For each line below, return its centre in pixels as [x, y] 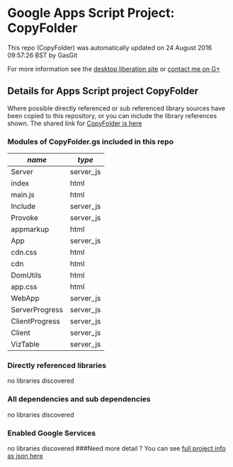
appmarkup [30, 229]
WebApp [25, 299]
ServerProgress [37, 310]
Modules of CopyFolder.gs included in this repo [91, 142]
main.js [23, 195]
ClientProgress [35, 321]
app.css [24, 287]
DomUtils [26, 275]
